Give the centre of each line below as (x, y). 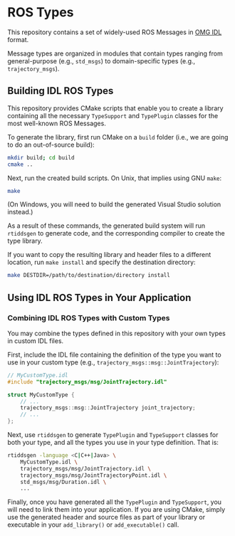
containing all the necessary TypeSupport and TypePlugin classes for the (113, 115)
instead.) (20, 212)
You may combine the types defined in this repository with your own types (116, 333)
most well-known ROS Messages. (57, 123)
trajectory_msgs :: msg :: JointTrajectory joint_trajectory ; (108, 408)
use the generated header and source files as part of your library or (106, 517)
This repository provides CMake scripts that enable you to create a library (115, 108)
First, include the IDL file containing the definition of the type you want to (115, 354)
